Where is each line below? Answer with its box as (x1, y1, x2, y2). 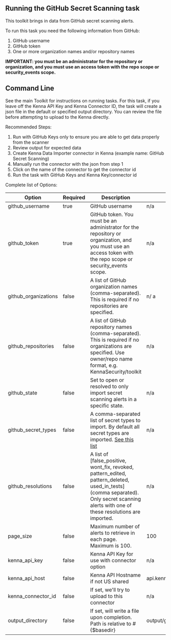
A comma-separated (90, 410, 141, 417)
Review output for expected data (12, 144, 81, 150)
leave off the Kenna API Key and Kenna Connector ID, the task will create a (5, 103, 162, 109)
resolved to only (90, 383, 129, 390)
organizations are (90, 342, 132, 349)
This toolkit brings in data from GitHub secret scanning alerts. (5, 17, 134, 24)
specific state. (90, 402, 124, 409)
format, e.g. (90, 362, 118, 369)
